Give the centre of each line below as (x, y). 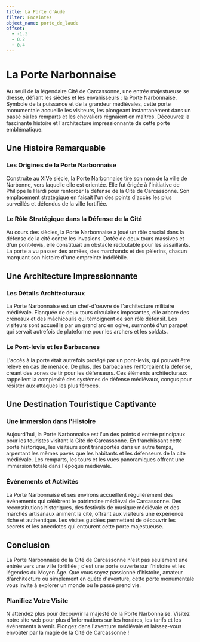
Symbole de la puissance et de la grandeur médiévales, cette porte (89, 104)
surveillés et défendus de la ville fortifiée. (57, 203)
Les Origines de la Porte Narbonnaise (61, 165)
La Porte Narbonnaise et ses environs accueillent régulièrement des (90, 494)
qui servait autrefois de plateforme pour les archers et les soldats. (87, 332)
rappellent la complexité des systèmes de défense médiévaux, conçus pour (99, 379)
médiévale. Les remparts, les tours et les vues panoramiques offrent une (96, 460)
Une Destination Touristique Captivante (81, 404)
